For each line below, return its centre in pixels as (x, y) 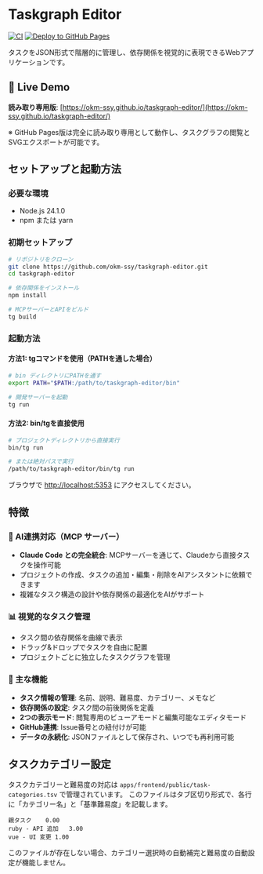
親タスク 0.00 (34, 821)
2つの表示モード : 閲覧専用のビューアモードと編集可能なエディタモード (133, 717)
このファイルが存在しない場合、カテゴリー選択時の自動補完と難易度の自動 (128, 853)
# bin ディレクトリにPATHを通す (55, 375)
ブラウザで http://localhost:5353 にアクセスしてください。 (102, 485)
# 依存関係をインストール (44, 288)
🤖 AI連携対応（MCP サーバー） (66, 537)
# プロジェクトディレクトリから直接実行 (64, 440)
